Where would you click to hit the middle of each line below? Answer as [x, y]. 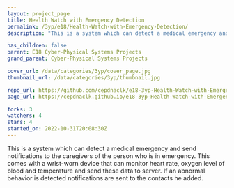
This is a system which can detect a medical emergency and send [102, 148]
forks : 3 [20, 109]
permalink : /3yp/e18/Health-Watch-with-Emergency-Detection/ [98, 26]
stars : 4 [20, 123]
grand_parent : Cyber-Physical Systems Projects [78, 59]
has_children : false [37, 46]
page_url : [22, 97]
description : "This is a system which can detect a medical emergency [112, 33]
